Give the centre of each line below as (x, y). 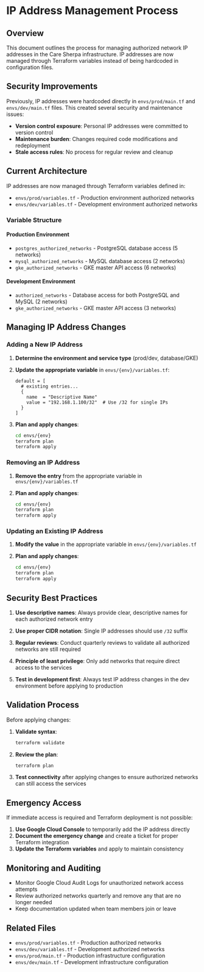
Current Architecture (47, 171)
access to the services (44, 667)
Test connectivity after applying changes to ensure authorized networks (107, 777)
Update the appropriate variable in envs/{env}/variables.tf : (92, 369)
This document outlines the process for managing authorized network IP (97, 48)
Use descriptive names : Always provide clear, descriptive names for (101, 612)
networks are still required (48, 649)
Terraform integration (42, 843)
